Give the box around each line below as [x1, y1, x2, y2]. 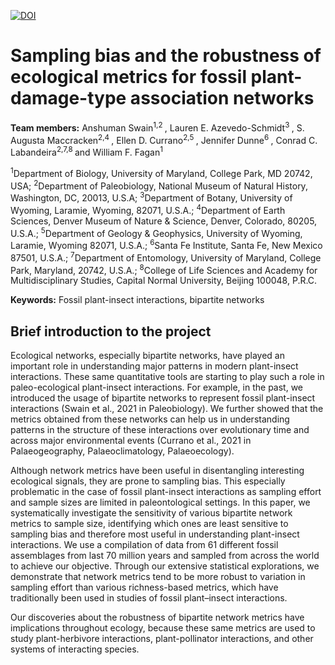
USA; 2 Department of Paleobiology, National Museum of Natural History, [10, 178, 308, 192]
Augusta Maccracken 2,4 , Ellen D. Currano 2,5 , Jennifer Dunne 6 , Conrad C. [10, 132, 318, 146]
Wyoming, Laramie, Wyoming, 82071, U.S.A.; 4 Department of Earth [10, 202, 286, 216]
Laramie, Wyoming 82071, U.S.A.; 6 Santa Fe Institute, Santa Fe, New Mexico [10, 238, 323, 251]
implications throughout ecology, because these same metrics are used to [10, 621, 316, 634]
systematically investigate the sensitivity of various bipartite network [10, 506, 293, 519]
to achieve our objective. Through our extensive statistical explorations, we [10, 560, 320, 572]
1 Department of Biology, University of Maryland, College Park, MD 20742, [10, 165, 313, 179]
